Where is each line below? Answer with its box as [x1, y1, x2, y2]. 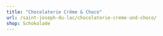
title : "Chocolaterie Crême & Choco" [6, 9, 103, 15]
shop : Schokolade [6, 20, 51, 26]
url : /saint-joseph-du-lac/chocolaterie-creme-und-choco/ [6, 15, 157, 21]
